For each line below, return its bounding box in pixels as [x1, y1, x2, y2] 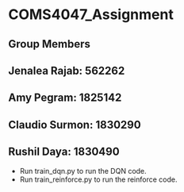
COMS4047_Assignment [8, 6, 174, 24]
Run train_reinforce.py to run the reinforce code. [19, 175, 178, 184]
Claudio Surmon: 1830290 [8, 117, 141, 132]
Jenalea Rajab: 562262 [8, 63, 125, 77]
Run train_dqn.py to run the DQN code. [19, 166, 147, 175]
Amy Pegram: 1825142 [8, 91, 122, 105]
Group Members [8, 37, 91, 51]
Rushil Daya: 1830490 [8, 145, 121, 159]
